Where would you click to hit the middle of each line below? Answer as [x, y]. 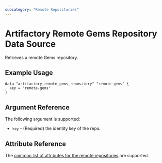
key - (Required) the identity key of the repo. [56, 128]
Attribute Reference [36, 144]
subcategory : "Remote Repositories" [42, 9]
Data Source [30, 44]
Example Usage [29, 73]
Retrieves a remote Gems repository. [42, 57]
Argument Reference [37, 107]
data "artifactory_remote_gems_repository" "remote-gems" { [67, 84]
